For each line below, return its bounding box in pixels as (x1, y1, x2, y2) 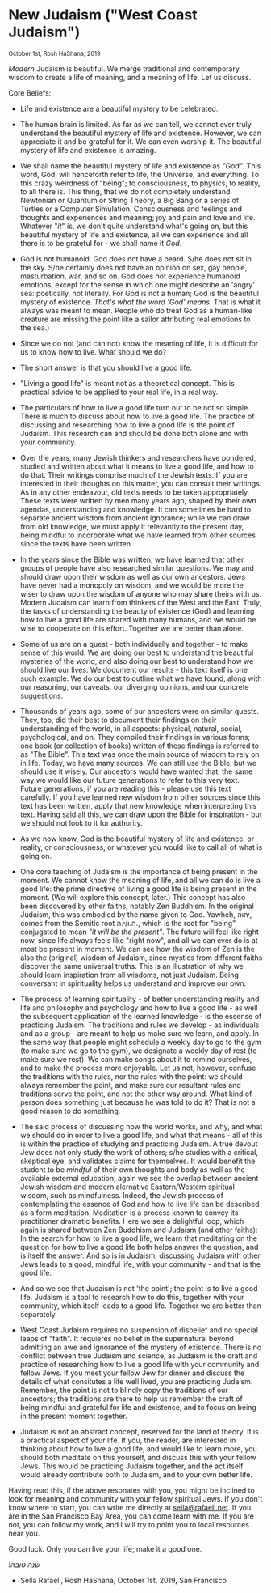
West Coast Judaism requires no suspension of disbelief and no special (19, 1325, 258, 1335)
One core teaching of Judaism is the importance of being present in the (19, 866, 258, 876)
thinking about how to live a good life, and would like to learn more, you (19, 1443, 258, 1454)
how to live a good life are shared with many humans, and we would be (19, 614, 256, 624)
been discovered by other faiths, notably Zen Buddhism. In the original (19, 901, 254, 911)
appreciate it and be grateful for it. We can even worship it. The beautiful (19, 136, 262, 147)
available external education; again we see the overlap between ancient (19, 1173, 259, 1183)
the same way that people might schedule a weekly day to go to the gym (19, 1037, 262, 1047)
